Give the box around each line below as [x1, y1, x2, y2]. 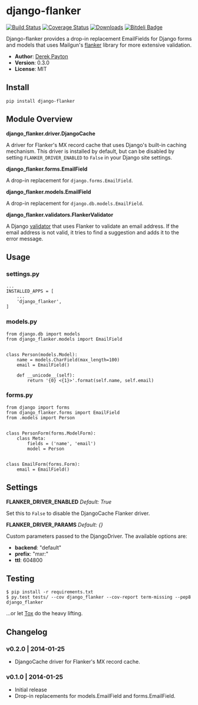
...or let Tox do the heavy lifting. [6, 610, 83, 617]
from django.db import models [6, 331, 81, 337]
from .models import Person [6, 414, 75, 420]
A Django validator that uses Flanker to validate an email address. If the [6, 223, 179, 230]
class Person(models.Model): [6, 351, 78, 358]
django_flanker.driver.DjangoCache [6, 130, 95, 137]
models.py [6, 318, 37, 326]
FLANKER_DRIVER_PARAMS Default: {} [6, 521, 103, 528]
